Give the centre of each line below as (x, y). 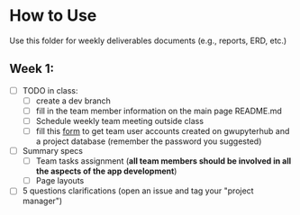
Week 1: (32, 69)
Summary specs (53, 151)
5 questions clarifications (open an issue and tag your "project (138, 191)
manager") (42, 201)
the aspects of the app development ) (106, 171)
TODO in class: (50, 90)
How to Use (53, 16)
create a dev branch (73, 101)
